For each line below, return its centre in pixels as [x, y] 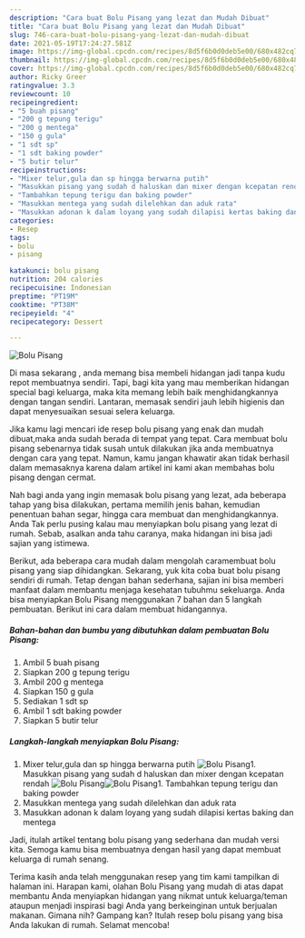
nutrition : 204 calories [56, 279]
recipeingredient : [44, 102]
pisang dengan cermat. [53, 477]
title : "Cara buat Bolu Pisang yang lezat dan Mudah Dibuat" [128, 26]
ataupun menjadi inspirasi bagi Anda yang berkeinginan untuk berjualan [143, 906]
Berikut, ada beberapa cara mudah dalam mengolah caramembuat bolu [143, 561]
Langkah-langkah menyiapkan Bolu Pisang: [94, 741]
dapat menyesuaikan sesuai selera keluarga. [92, 412]
